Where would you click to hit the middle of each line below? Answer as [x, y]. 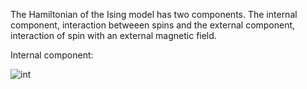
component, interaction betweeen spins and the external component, [153, 25]
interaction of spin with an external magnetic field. [113, 35]
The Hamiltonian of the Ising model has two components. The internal [154, 14]
